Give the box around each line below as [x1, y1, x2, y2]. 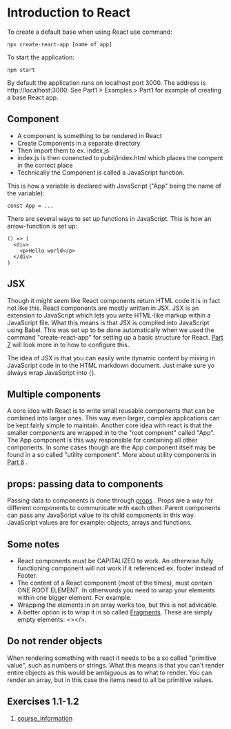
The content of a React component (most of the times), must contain [17, 579, 212, 587]
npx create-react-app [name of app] [7, 41, 112, 48]
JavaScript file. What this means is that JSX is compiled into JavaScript [7, 318, 210, 327]
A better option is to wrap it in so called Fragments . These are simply [17, 608, 213, 616]
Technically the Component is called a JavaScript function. [17, 168, 185, 177]
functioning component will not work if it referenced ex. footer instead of [17, 564, 224, 572]
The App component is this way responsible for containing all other [7, 436, 198, 445]
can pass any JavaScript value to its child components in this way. [7, 511, 196, 519]
